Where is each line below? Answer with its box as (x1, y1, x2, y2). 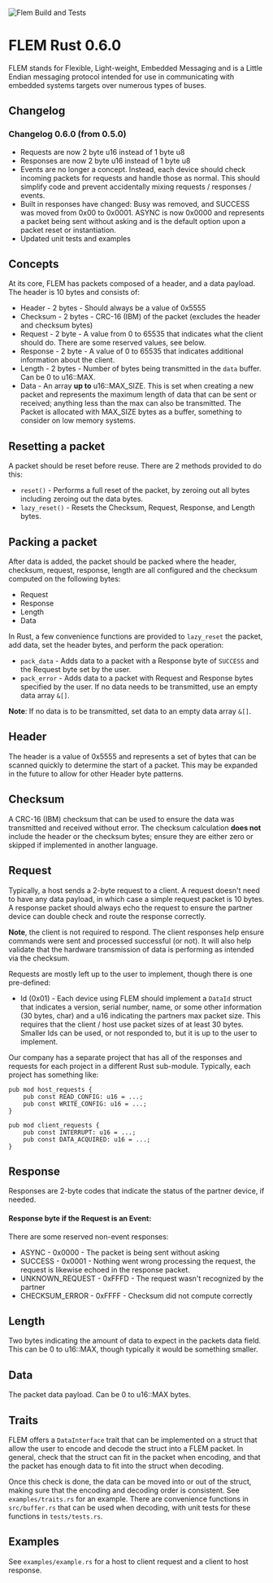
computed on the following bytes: (8, 574, 121, 584)
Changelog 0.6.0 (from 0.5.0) (8, 129, 127, 140)
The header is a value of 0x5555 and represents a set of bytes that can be (8, 751, 257, 761)
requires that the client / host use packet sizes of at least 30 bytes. (19, 1019, 244, 1029)
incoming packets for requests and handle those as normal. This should (19, 173, 260, 182)
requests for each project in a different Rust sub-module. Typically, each (8, 1061, 251, 1071)
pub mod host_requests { (8, 1085, 93, 1093)
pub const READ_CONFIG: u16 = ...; (23, 1093, 144, 1101)
